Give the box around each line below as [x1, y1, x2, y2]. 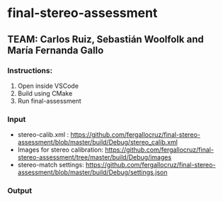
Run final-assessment [17, 96, 81, 105]
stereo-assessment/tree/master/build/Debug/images [17, 153, 172, 162]
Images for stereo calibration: [17, 145, 104, 154]
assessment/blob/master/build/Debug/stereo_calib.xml [17, 138, 178, 147]
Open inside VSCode [17, 82, 79, 90]
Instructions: [7, 65, 53, 75]
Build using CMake [17, 89, 73, 97]
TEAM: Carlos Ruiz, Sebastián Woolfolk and [7, 33, 204, 45]
